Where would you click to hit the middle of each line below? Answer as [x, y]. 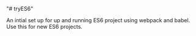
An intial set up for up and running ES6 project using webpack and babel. [98, 20]
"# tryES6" [20, 9]
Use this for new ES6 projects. [44, 27]
